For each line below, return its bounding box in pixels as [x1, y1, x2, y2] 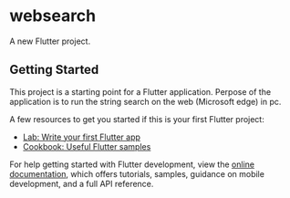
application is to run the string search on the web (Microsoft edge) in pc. [9, 96, 282, 107]
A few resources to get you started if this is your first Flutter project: [9, 113, 264, 124]
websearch [9, 5, 97, 26]
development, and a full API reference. [9, 178, 154, 189]
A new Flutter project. [9, 36, 91, 47]
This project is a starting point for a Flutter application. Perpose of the [9, 86, 272, 97]
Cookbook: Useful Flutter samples [22, 141, 151, 151]
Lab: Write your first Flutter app [22, 131, 141, 142]
